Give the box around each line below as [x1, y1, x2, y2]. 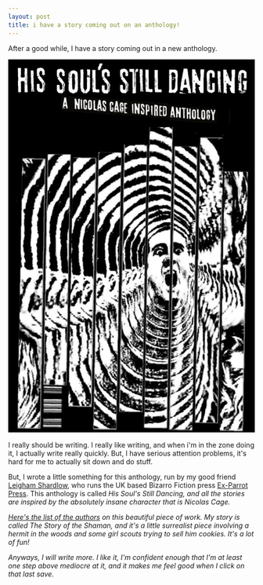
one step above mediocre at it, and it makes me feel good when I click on [8, 561, 245, 571]
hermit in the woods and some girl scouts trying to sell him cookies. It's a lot [8, 529, 254, 539]
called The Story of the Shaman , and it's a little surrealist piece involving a [8, 521, 249, 530]
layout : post [8, 13, 51, 20]
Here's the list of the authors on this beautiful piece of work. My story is [8, 513, 240, 522]
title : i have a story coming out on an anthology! [8, 20, 180, 29]
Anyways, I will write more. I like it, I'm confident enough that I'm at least [8, 553, 243, 562]
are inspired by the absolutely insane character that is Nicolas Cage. [8, 497, 231, 506]
